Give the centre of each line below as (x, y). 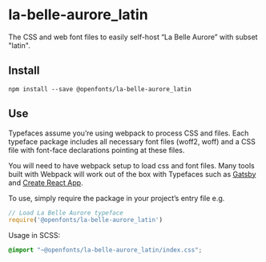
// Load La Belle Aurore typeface (66, 213)
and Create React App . (46, 183)
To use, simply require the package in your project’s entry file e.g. (117, 198)
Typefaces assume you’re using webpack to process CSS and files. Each (129, 133)
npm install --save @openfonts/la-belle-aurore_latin (100, 89)
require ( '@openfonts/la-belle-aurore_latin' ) (85, 220)
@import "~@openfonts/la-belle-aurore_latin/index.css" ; (105, 250)
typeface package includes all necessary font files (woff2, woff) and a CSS (132, 141)
